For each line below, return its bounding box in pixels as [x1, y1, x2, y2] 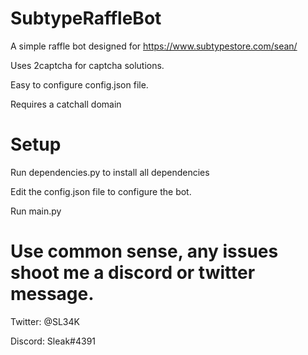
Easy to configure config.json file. [10, 78, 149, 91]
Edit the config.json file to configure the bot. [10, 185, 192, 197]
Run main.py [10, 205, 62, 217]
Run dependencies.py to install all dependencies [10, 166, 210, 178]
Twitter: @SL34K [10, 315, 80, 327]
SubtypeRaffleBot [10, 7, 162, 30]
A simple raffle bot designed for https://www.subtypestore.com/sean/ [10, 40, 298, 52]
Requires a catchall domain [10, 98, 122, 110]
